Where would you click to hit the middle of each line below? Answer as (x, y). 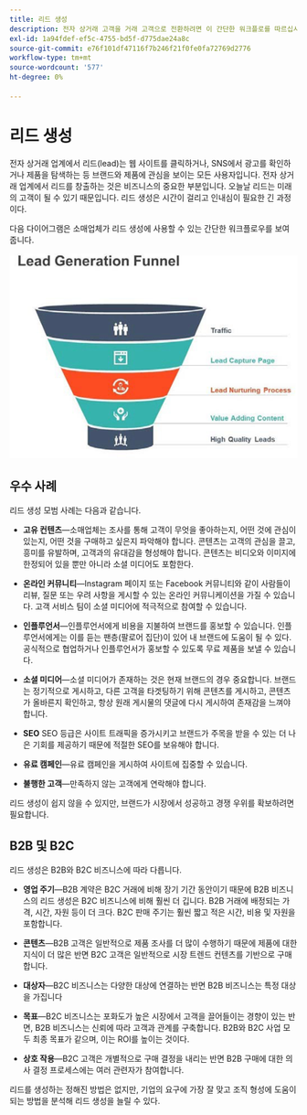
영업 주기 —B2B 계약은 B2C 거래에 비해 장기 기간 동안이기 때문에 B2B (146, 889)
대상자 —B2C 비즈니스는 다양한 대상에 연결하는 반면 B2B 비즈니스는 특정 (151, 985)
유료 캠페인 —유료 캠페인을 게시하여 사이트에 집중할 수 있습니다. (135, 764)
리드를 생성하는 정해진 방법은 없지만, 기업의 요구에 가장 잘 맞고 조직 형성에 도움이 (153, 1089)
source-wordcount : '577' (57, 68)
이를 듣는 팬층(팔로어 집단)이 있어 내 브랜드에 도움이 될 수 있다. (181, 637)
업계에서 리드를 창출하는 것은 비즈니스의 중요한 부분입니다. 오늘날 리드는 (147, 186)
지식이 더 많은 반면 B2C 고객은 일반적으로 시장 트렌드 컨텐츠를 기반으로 (149, 954)
